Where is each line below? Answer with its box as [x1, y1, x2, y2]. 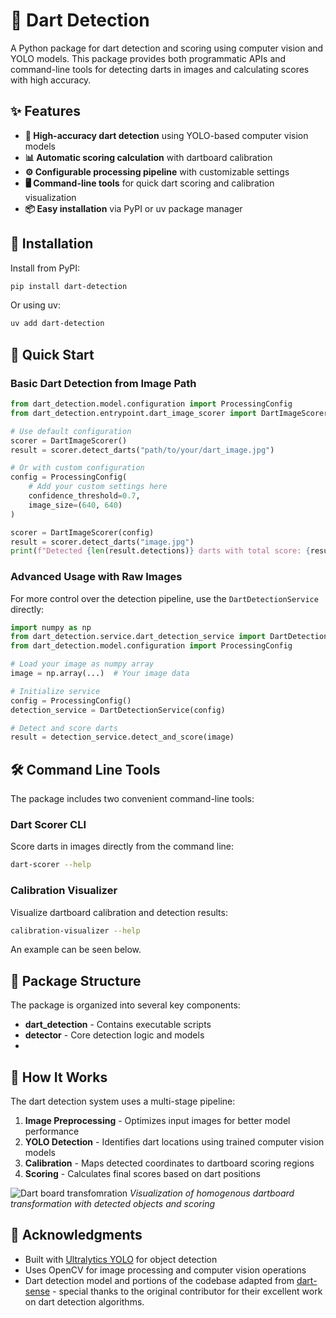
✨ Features [10, 103, 81, 120]
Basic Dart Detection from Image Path [10, 376, 197, 390]
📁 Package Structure [10, 972, 142, 989]
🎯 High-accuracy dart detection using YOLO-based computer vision [24, 129, 309, 141]
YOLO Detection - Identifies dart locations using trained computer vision [24, 1136, 325, 1148]
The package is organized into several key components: [10, 999, 241, 1011]
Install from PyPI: [10, 262, 81, 274]
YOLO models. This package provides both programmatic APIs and [10, 52, 287, 64]
